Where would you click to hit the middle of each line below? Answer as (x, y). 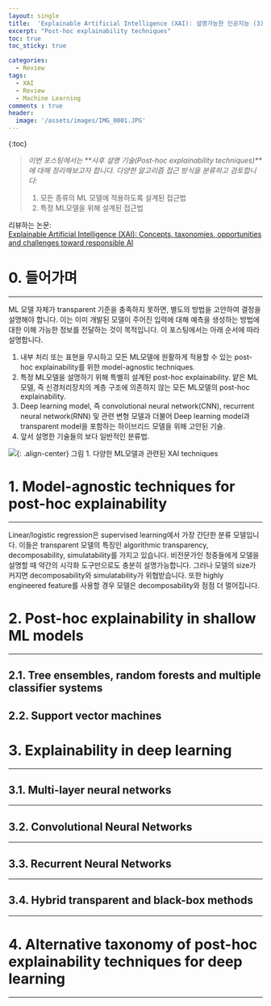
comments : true (35, 106)
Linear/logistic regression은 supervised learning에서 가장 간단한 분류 (120, 535)
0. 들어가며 (43, 278)
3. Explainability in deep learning (120, 750)
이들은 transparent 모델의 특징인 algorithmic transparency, (114, 545)
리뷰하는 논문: (30, 225)
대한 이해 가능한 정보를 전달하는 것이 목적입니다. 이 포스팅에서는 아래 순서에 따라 (134, 329)
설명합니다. (26, 340)
